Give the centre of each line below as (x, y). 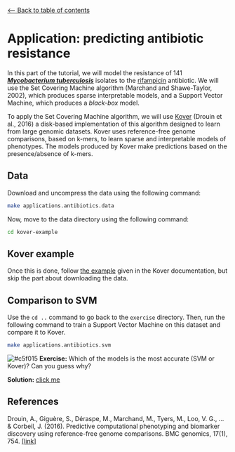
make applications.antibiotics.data (61, 206)
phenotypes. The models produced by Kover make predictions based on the (117, 146)
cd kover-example (33, 232)
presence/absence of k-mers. (50, 153)
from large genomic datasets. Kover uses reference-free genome (101, 131)
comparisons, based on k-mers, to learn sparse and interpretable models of (117, 138)
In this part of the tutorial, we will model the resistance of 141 (95, 72)
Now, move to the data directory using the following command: (98, 219)
